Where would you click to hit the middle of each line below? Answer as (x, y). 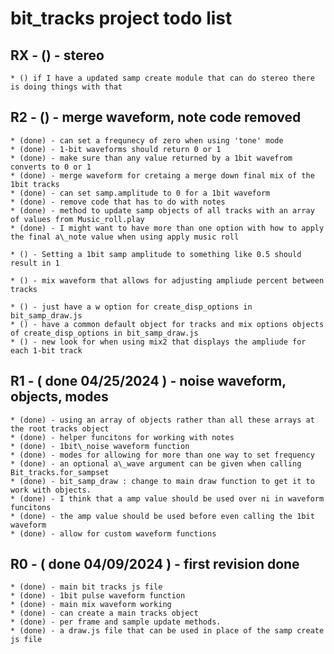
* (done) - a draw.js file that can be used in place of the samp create (167, 631)
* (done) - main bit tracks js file (86, 587)
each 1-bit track (46, 350)
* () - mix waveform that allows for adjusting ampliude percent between (167, 280)
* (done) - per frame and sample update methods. (116, 622)
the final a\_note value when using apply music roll (125, 237)
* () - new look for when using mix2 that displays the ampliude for (158, 342)
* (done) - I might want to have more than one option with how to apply (167, 228)
